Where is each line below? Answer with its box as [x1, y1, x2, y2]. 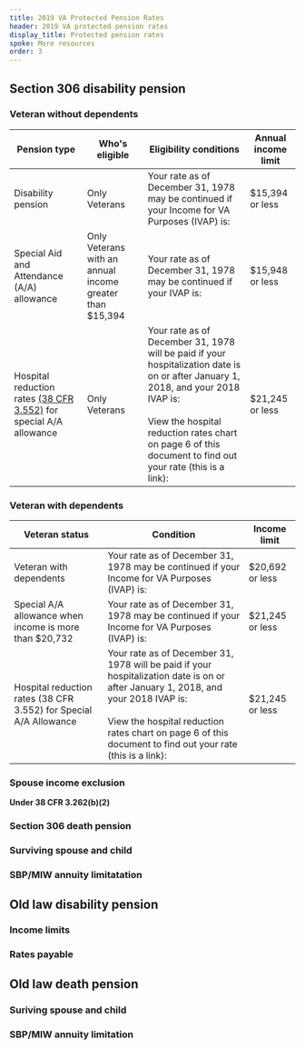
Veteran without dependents [9, 108, 139, 121]
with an [86, 252, 119, 265]
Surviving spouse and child [9, 844, 133, 857]
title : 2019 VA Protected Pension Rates [9, 13, 165, 23]
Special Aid [14, 246, 63, 259]
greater [86, 286, 119, 299]
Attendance [14, 269, 64, 282]
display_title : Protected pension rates [9, 30, 165, 39]
